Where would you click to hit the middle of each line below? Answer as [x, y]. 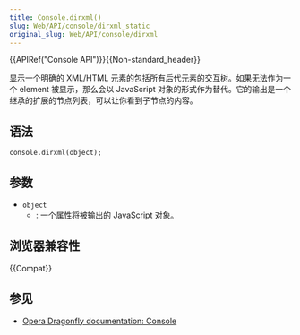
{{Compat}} [30, 268]
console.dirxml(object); [56, 153]
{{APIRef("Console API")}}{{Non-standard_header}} [105, 60]
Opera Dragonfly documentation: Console [99, 321]
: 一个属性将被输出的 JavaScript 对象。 [107, 215]
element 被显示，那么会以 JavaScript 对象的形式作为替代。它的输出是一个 [155, 90]
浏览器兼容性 [45, 246]
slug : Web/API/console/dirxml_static [80, 26]
